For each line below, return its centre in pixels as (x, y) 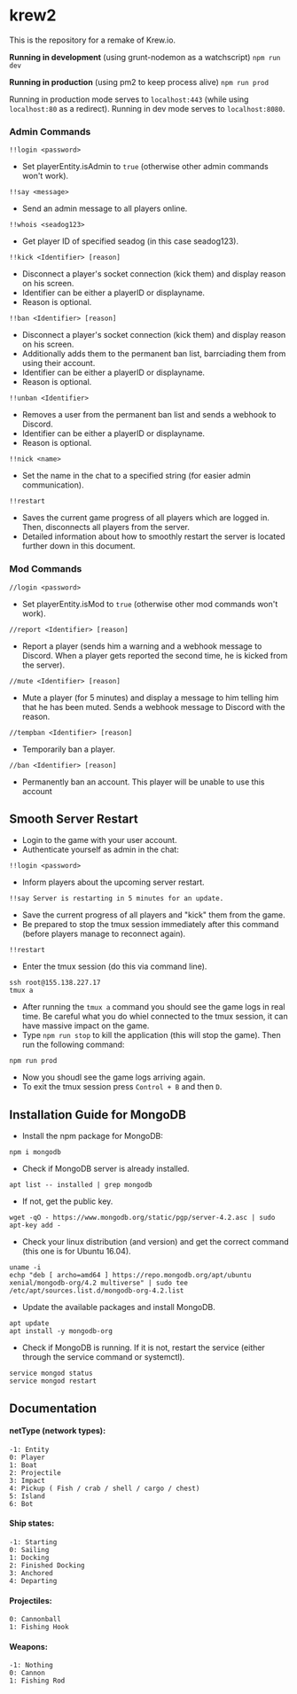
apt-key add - (35, 1226)
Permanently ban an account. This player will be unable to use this (143, 782)
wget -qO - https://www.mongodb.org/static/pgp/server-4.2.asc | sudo (142, 1218)
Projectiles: (31, 1600)
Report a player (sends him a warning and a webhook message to (142, 646)
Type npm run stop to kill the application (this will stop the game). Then (151, 1035)
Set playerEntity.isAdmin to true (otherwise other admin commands (145, 167)
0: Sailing (29, 1550)
